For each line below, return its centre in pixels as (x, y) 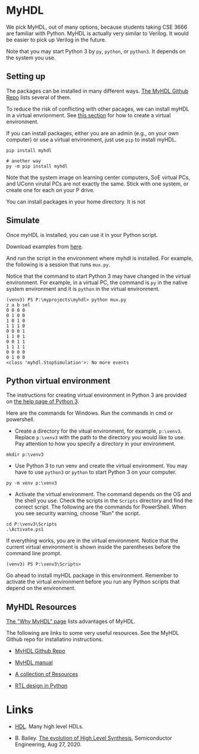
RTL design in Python (41, 686)
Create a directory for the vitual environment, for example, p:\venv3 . (98, 431)
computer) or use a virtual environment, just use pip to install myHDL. (91, 139)
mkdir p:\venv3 (25, 455)
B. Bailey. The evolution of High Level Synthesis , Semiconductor (94, 738)
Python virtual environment (58, 381)
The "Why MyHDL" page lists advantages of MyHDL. (71, 621)
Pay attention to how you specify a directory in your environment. (95, 444)
